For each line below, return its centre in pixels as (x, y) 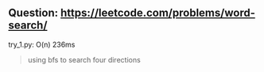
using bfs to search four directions (84, 59)
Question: (33, 13)
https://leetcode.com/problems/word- (158, 13)
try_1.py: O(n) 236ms (42, 44)
